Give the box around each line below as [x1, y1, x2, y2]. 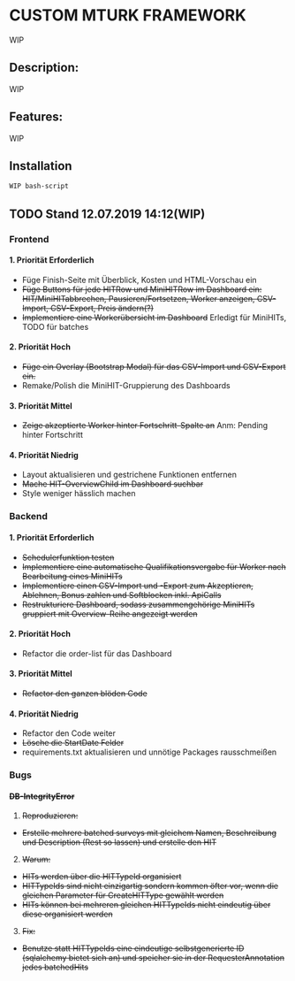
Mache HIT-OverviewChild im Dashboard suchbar [21, 479, 204, 489]
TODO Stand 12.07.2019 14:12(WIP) [9, 206, 206, 221]
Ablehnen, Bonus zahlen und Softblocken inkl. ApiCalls [21, 589, 223, 600]
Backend [9, 510, 49, 523]
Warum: [21, 855, 51, 865]
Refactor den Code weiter [21, 728, 117, 739]
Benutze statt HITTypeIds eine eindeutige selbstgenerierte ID [21, 943, 245, 954]
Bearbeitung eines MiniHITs [21, 571, 123, 581]
